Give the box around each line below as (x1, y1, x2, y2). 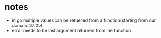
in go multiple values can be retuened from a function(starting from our (11, 17, 156, 23)
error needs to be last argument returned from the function (11, 27, 131, 33)
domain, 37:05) (11, 22, 43, 28)
